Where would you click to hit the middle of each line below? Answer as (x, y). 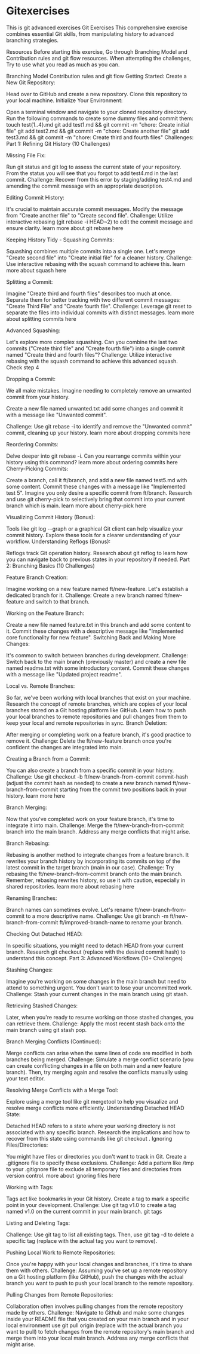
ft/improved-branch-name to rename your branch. (121, 922)
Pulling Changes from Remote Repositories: (60, 1294)
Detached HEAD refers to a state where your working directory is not (91, 1126)
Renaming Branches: (32, 898)
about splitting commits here (41, 318)
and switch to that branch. (57, 601)
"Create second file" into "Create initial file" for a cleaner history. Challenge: (99, 258)
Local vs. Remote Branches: (41, 686)
